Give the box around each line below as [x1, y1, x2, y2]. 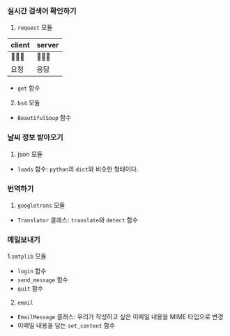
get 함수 [17, 84, 40, 92]
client [10, 40, 30, 50]
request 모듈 [17, 23, 53, 32]
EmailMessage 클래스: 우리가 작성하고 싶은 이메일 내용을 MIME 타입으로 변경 [17, 312, 224, 321]
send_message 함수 [17, 275, 68, 284]
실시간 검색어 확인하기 [7, 6, 77, 15]
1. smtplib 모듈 [7, 252, 47, 261]
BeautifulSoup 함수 [17, 114, 72, 122]
